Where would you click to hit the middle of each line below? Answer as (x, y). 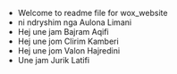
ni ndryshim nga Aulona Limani (75, 22)
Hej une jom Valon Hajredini (69, 51)
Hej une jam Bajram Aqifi (63, 32)
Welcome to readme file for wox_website (93, 13)
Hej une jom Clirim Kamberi (68, 41)
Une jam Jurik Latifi (54, 60)
